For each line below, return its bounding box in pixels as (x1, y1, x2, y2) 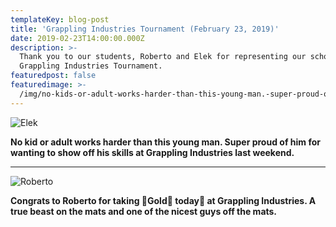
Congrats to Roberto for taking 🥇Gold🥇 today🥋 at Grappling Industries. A (10, 194, 317, 206)
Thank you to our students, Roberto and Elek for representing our (19, 52, 307, 62)
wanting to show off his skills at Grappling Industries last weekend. (10, 146, 295, 158)
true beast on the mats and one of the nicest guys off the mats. (10, 205, 278, 217)
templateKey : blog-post (10, 14, 110, 25)
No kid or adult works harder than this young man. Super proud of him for (10, 136, 321, 148)
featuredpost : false (10, 71, 97, 81)
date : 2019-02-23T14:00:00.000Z (10, 33, 145, 43)
